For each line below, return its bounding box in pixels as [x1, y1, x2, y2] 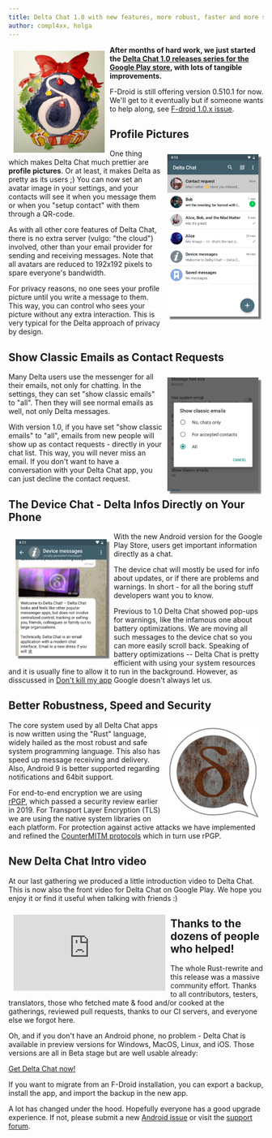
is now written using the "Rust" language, [8, 729, 147, 739]
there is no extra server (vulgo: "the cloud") [8, 234, 154, 244]
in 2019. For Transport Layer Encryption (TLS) [8, 804, 161, 815]
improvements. [109, 71, 162, 80]
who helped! [170, 942, 235, 955]
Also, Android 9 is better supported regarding [8, 763, 160, 773]
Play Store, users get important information [113, 540, 257, 550]
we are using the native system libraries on [8, 813, 151, 823]
